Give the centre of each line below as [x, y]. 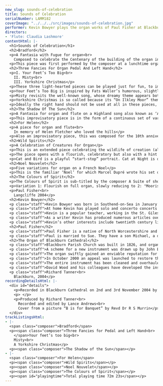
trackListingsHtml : [25, 317]
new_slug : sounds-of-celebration [39, 9]
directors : [16, 32]
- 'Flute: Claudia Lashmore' [34, 37]
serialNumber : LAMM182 [28, 18]
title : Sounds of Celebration [36, 14]
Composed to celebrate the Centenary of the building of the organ [83, 59]
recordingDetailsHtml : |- [31, 281]
